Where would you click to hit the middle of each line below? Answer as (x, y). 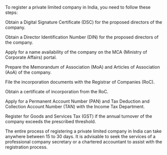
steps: (11, 12)
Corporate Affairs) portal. (31, 57)
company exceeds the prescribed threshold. (51, 121)
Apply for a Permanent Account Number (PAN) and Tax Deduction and (78, 101)
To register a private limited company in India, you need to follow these (78, 7)
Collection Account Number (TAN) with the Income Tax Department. (75, 106)
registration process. (26, 147)
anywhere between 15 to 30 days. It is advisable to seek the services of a (81, 136)
